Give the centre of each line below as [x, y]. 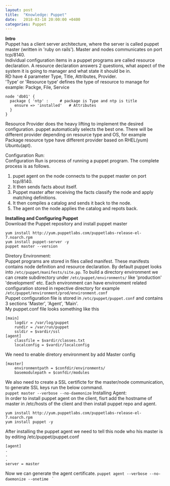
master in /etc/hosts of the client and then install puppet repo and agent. [81, 404]
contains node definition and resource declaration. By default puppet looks [83, 267]
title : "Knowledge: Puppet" [36, 15]
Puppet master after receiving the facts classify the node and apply [83, 192]
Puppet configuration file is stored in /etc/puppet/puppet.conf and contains [84, 298]
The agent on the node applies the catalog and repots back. [75, 209]
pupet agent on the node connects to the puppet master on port [79, 176]
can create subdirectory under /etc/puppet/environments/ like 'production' [84, 277]
